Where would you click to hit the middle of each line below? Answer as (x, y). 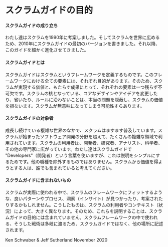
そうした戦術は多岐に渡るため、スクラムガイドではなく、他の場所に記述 (89, 224)
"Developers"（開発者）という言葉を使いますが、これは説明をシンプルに (80, 155)
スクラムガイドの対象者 (29, 118)
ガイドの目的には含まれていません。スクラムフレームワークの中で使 (79, 217)
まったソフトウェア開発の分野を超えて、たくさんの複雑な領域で (93, 136)
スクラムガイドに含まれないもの (38, 180)
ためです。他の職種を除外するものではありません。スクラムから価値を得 (84, 161)
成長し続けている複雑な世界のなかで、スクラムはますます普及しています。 (82, 130)
